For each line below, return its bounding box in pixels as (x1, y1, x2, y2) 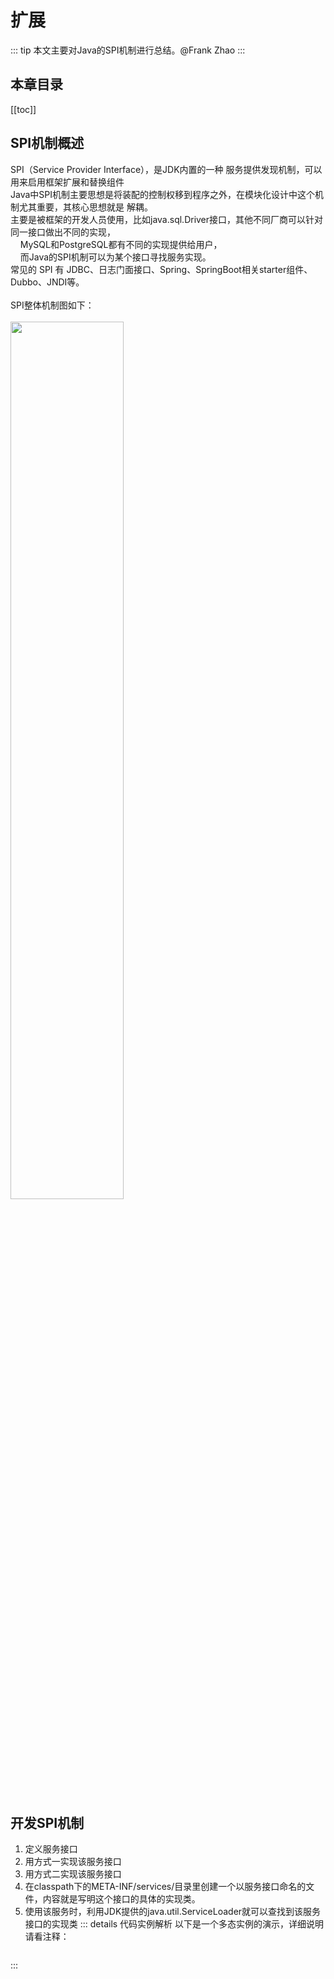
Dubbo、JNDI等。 (10, 276, 85, 288)
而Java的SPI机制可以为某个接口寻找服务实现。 (19, 251, 212, 263)
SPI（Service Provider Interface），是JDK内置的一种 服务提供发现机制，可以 (10, 163, 323, 175)
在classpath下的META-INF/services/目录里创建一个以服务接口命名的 (24, 1881, 307, 1893)
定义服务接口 (24, 1843, 78, 1855)
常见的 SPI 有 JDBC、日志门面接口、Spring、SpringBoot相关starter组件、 (10, 263, 313, 275)
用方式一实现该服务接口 (24, 1856, 122, 1868)
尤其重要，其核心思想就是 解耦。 (18, 201, 153, 213)
